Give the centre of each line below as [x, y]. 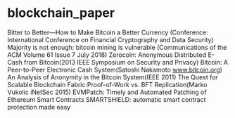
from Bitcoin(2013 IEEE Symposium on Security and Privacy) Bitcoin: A [126, 62]
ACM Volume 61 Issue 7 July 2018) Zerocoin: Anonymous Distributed [107, 55]
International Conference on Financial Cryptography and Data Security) [110, 39]
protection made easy [39, 107]
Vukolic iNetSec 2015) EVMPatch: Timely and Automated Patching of [107, 92]
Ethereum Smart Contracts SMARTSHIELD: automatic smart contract [107, 99]
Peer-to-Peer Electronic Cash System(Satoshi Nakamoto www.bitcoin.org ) [115, 70]
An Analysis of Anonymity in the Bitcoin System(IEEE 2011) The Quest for [113, 77]
